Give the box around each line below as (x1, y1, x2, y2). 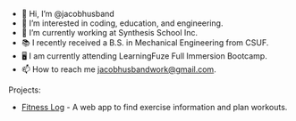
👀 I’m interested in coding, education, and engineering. (21, 18, 224, 28)
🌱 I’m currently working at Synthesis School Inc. (21, 28, 199, 37)
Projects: (8, 85, 41, 95)
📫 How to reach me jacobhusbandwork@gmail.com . (21, 64, 216, 75)
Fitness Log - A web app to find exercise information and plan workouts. (21, 102, 288, 112)
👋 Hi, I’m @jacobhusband (21, 9, 115, 19)
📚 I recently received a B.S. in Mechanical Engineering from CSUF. (21, 37, 269, 48)
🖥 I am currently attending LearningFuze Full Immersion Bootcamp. (21, 51, 267, 61)
